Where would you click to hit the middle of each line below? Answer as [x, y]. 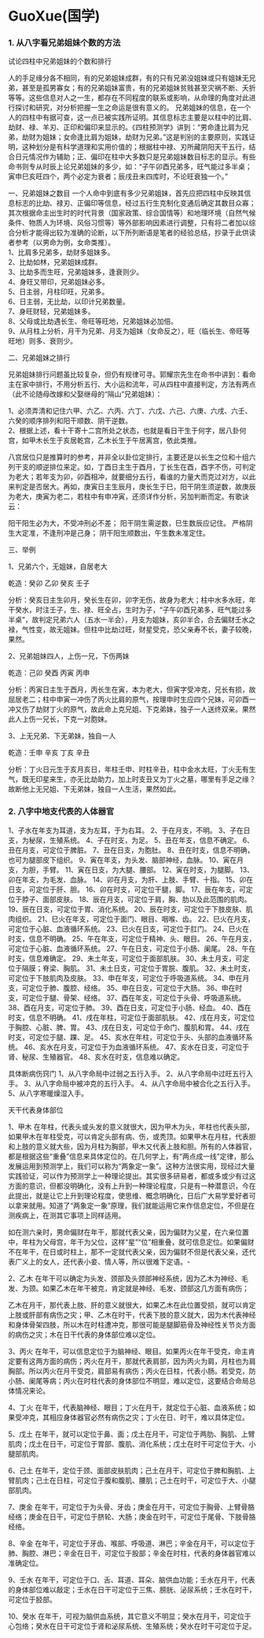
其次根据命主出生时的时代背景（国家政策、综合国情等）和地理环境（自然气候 [132, 213]
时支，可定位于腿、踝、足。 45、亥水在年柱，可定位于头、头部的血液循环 [127, 1037]
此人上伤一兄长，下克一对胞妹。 [60, 719]
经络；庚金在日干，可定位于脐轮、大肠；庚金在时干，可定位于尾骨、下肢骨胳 [132, 1517]
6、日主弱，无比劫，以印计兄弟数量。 [69, 302]
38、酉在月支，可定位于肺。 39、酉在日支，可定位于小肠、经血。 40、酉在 [130, 1007]
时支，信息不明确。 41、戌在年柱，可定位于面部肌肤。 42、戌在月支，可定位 [132, 1017]
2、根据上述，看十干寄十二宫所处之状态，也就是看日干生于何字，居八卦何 [127, 431]
